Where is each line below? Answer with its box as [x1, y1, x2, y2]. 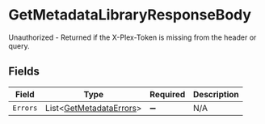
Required [149, 88, 186, 100]
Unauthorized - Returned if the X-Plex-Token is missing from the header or [8, 32, 257, 42]
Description [192, 88, 240, 100]
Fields [8, 65, 40, 79]
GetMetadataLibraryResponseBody [8, 6, 252, 24]
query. [8, 41, 30, 50]
